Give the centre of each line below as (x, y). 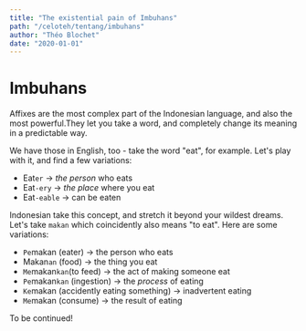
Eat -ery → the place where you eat (89, 188)
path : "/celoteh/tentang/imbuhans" (77, 26)
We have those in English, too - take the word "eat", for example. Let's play (150, 150)
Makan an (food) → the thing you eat (90, 262)
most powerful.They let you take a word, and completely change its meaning (153, 123)
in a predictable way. (49, 133)
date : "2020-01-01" (47, 43)
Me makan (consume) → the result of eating (102, 301)
